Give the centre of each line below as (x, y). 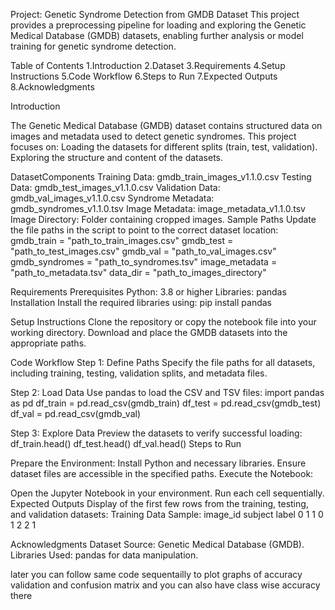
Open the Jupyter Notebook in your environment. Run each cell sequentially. (167, 493)
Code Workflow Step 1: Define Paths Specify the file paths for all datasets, (163, 362)
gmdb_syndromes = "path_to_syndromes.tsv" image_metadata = (144, 262)
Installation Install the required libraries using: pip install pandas (141, 302)
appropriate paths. (48, 343)
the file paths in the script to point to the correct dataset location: (144, 230)
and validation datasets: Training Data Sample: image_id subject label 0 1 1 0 (167, 514)
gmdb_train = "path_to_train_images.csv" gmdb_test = (122, 240)
